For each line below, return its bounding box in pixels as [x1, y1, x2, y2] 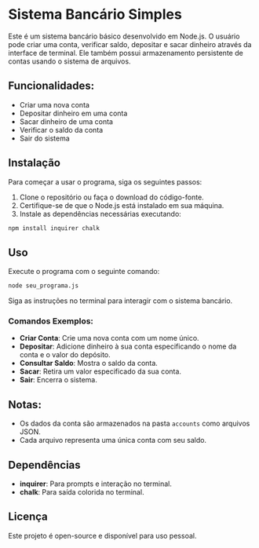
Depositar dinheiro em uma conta [19, 108, 128, 118]
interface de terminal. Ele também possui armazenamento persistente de [8, 48, 243, 57]
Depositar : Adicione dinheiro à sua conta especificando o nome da [19, 342, 237, 351]
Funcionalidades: [8, 79, 95, 93]
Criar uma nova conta [19, 100, 90, 109]
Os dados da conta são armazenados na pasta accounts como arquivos [19, 418, 250, 429]
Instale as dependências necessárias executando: [19, 209, 182, 218]
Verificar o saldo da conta [19, 125, 104, 134]
